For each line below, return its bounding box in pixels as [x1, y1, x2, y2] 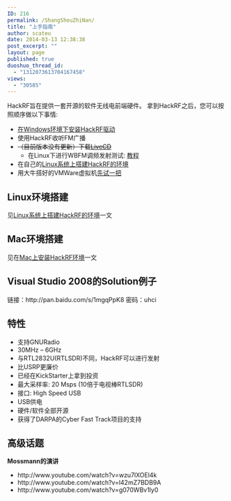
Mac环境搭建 [7, 233, 64, 245]
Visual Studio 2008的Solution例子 [7, 276, 157, 287]
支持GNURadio [17, 338, 61, 346]
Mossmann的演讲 [7, 457, 59, 465]
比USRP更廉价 [17, 362, 59, 371]
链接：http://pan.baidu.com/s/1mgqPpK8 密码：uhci [7, 295, 157, 304]
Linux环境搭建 [7, 191, 68, 203]
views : [7, 75, 26, 82]
